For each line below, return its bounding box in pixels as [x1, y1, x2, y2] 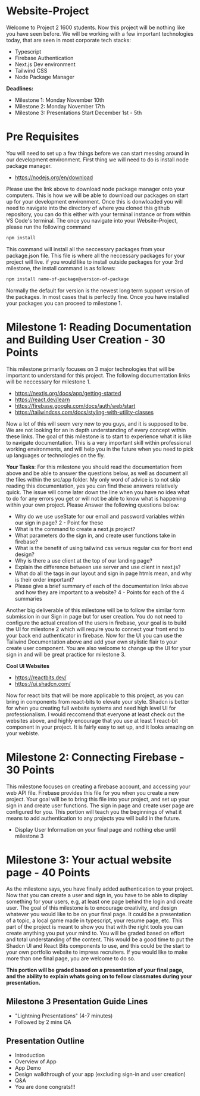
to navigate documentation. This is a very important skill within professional [6, 439, 192, 446]
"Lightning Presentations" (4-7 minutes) [14, 1012, 113, 1019]
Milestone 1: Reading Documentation [6, 320, 192, 334]
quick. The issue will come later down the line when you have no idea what [6, 488, 190, 495]
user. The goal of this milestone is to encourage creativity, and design [6, 904, 177, 911]
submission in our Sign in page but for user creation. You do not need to [6, 613, 183, 620]
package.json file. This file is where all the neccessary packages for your [6, 252, 186, 259]
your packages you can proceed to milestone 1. [6, 299, 123, 307]
